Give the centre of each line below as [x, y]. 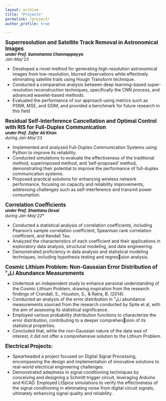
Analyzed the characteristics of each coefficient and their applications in [86, 241]
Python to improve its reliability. [44, 153]
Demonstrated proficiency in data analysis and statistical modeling [80, 252]
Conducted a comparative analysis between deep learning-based [79, 84]
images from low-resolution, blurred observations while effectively [80, 74]
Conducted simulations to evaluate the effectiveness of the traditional [83, 158]
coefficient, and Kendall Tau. [41, 236]
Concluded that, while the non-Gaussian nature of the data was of [80, 331]
